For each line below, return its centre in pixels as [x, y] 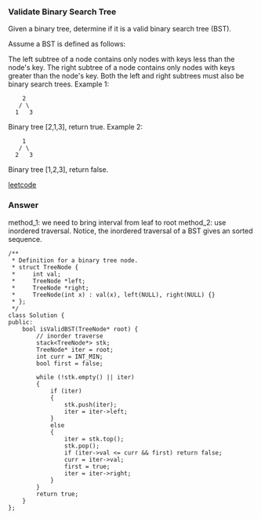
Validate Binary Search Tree [62, 12]
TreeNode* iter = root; [75, 349]
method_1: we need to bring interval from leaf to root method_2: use [117, 222]
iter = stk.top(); [94, 439]
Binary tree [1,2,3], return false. [58, 170]
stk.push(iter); [91, 404]
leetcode [22, 185]
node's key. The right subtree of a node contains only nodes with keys [121, 68]
